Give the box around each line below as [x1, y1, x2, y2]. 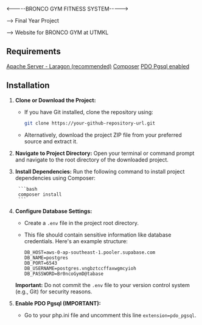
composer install [18, 191, 62, 198]
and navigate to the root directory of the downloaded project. [15, 155, 169, 163]
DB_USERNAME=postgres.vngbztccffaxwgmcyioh [24, 265, 137, 271]
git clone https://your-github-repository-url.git [24, 120, 156, 126]
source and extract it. [24, 137, 78, 145]
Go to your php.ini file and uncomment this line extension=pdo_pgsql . [24, 311, 197, 319]
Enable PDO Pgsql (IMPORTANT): [15, 299, 102, 307]
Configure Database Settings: [15, 207, 92, 215]
